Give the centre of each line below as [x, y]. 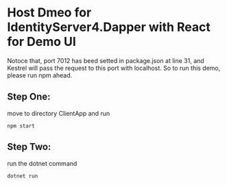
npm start [21, 126]
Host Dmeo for [49, 13]
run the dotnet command [42, 163]
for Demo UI [42, 42]
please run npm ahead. [40, 75]
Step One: [29, 97]
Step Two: [29, 147]
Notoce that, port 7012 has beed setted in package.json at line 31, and [106, 60]
